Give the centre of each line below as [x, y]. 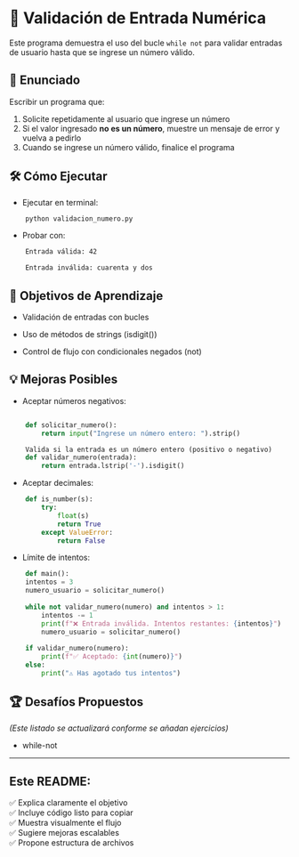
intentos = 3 [49, 582]
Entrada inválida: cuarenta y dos [89, 268]
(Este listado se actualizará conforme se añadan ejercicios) [119, 728]
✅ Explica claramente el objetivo [69, 803]
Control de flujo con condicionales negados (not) [112, 352]
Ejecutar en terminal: [60, 202]
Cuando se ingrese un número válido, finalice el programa [128, 147]
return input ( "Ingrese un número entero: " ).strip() [141, 433]
